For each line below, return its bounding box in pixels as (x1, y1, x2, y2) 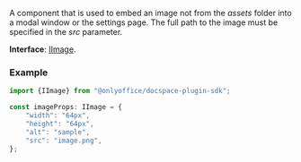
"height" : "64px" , (25, 119, 94, 128)
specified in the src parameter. (9, 27, 123, 37)
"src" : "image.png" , (25, 136, 102, 145)
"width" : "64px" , (25, 111, 91, 120)
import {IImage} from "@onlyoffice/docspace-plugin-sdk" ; (9, 87, 231, 96)
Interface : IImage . (9, 44, 76, 55)
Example (9, 66, 49, 79)
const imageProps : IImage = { (9, 103, 123, 112)
